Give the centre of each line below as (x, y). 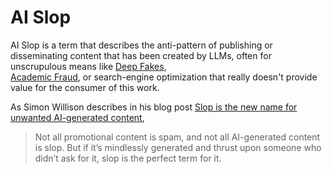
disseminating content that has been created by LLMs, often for (141, 55)
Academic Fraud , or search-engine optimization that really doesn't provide (164, 77)
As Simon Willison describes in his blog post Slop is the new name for (154, 107)
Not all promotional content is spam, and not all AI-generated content (177, 137)
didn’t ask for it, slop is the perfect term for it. (128, 158)
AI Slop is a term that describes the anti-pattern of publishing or (141, 45)
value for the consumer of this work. (85, 87)
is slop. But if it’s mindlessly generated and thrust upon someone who (178, 147)
